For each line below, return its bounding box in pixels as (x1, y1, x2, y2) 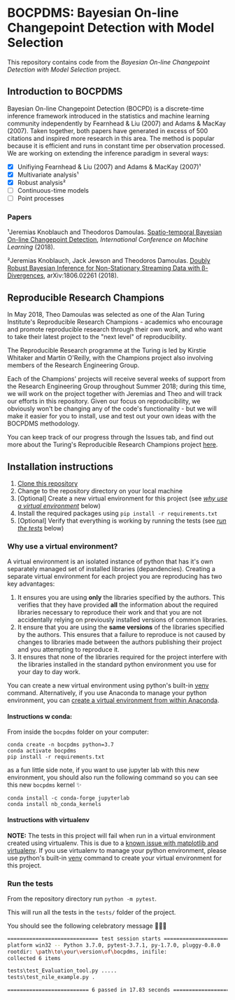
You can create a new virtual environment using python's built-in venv (7, 681, 209, 690)
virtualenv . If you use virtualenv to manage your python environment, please (7, 846, 227, 854)
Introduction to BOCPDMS (7, 85, 123, 97)
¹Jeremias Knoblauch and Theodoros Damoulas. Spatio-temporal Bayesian (7, 228, 222, 236)
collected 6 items (7, 954, 61, 961)
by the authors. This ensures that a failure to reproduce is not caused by (17, 631, 226, 639)
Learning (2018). (7, 243, 55, 252)
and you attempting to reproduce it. (17, 645, 120, 654)
